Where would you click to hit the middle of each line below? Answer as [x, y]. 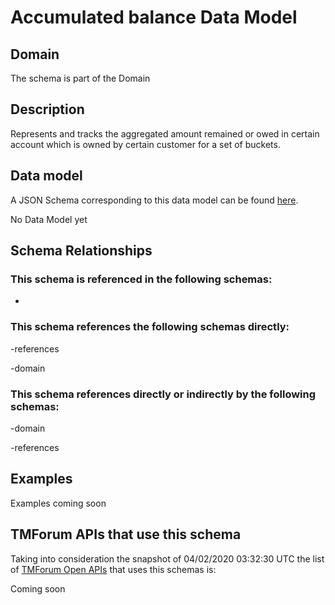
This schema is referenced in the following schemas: [141, 279]
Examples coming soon [58, 503]
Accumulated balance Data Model [154, 17]
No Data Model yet [49, 219]
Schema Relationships [81, 251]
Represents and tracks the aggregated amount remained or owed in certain [165, 133]
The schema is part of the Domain [80, 78]
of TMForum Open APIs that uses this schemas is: [113, 569]
